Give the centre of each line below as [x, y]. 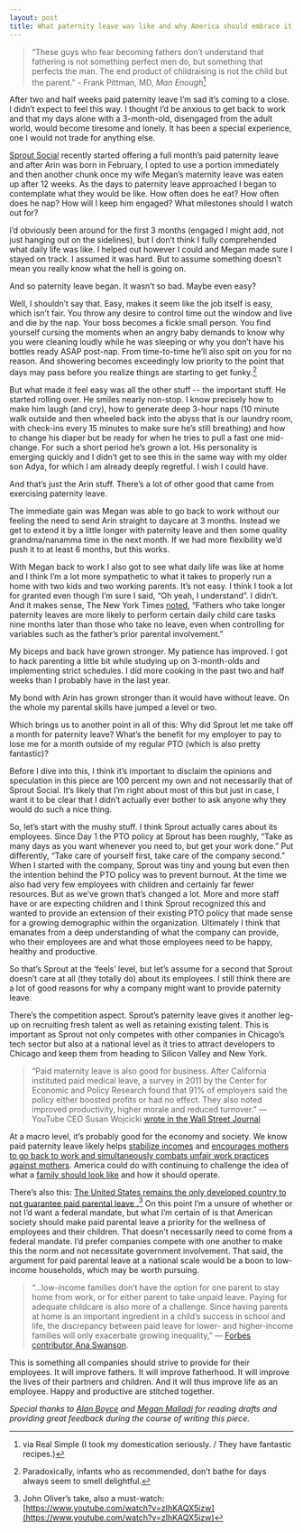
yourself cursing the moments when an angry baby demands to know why [147, 332]
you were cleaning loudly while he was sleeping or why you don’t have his [147, 342]
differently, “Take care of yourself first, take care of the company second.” [147, 855]
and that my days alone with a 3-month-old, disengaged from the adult [141, 119]
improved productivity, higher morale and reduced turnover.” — [149, 1109]
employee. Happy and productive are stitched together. [112, 1391]
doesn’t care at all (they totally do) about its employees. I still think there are [150, 978]
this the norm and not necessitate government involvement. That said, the [147, 1251]
